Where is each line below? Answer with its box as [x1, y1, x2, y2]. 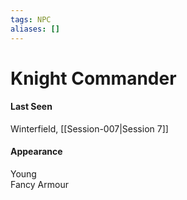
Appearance [10, 146, 63, 158]
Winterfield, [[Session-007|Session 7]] [10, 122, 169, 135]
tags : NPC [10, 14, 52, 25]
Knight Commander [10, 67, 177, 90]
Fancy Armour [10, 179, 69, 191]
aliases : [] [10, 24, 60, 34]
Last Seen [10, 101, 53, 113]
